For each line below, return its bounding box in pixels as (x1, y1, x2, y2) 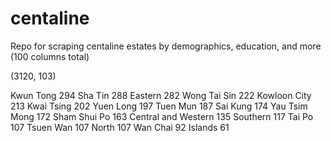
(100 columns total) (10, 50, 90, 62)
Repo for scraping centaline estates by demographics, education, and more (10, 40, 322, 52)
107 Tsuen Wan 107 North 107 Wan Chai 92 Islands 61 (10, 121, 230, 133)
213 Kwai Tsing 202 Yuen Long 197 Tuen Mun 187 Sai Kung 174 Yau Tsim (10, 100, 308, 112)
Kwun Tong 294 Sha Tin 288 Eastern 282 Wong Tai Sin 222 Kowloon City (10, 89, 312, 101)
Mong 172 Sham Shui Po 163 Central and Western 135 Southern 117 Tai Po (10, 110, 314, 122)
